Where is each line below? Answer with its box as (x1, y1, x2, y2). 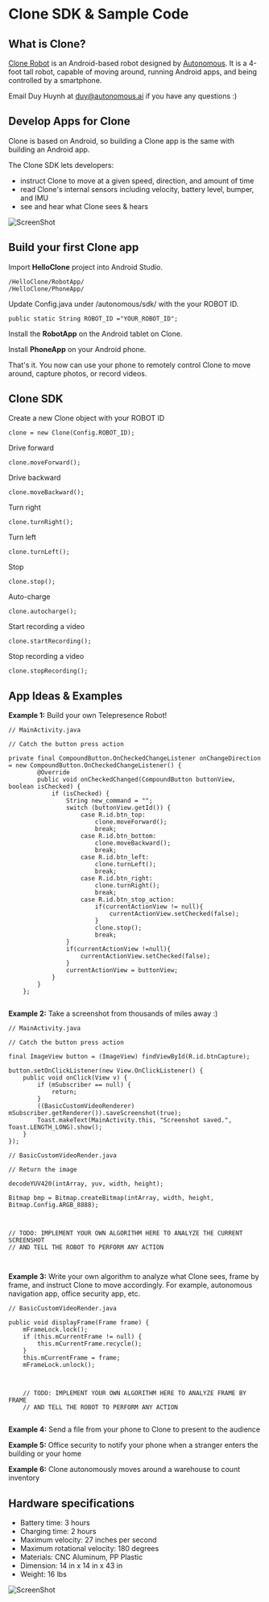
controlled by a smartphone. (8, 76, 102, 85)
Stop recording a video (8, 652, 85, 661)
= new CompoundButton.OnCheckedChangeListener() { (8, 761, 182, 770)
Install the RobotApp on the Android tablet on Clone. (8, 329, 183, 338)
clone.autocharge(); (8, 607, 78, 616)
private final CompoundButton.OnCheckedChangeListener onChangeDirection (8, 754, 262, 763)
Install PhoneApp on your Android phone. (8, 344, 147, 354)
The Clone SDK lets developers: (8, 160, 114, 170)
